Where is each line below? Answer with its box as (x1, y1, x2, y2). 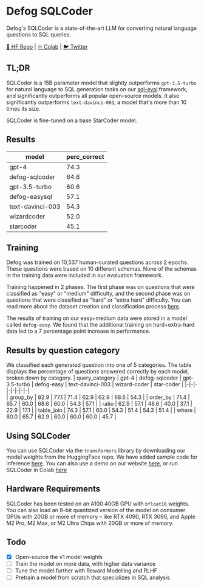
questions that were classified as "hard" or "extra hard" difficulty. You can (6, 296, 191, 304)
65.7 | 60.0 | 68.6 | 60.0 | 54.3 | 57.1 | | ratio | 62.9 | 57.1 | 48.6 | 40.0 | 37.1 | (6, 400, 192, 408)
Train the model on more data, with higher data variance (15, 560, 156, 567)
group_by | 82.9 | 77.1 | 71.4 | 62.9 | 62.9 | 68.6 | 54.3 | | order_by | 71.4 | (9, 394, 190, 401)
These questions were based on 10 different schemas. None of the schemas (6, 265, 197, 273)
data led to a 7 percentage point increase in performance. (6, 327, 151, 335)
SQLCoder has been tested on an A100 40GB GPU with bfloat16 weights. (6, 500, 190, 507)
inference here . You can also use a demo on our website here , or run (6, 460, 178, 467)
